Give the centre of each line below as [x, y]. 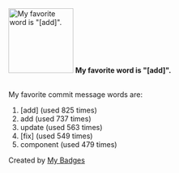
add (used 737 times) [55, 119]
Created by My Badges [47, 160]
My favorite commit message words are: [76, 95]
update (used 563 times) [61, 127]
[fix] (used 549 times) [56, 136]
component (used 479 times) [68, 144]
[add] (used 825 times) [58, 110]
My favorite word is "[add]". [123, 70]
